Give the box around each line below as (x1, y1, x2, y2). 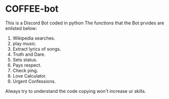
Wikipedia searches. (12, 35, 56, 41)
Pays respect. (12, 62, 42, 68)
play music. (12, 40, 37, 46)
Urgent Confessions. (12, 78, 56, 84)
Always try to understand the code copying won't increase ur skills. (5, 88, 146, 94)
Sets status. (12, 56, 38, 62)
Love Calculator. (12, 73, 47, 79)
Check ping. (12, 67, 38, 74)
